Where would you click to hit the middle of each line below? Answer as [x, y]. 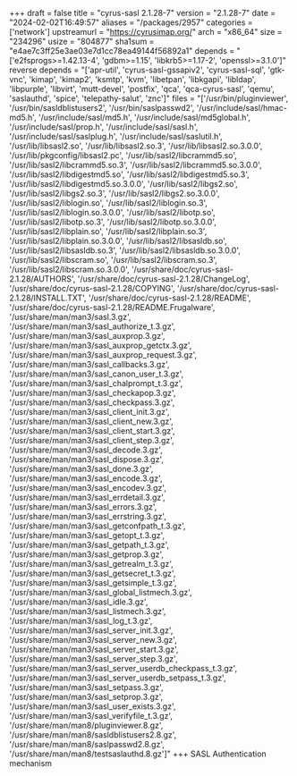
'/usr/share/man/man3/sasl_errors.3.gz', [83, 507]
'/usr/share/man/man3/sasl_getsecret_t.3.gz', [93, 573]
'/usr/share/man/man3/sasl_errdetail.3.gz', [87, 497]
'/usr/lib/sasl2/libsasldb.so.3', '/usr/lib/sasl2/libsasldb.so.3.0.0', [125, 250]
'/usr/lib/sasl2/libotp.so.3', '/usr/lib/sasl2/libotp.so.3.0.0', [113, 222]
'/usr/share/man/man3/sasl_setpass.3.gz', [86, 687]
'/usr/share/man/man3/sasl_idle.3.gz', [79, 602]
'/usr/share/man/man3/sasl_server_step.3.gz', [93, 659]
